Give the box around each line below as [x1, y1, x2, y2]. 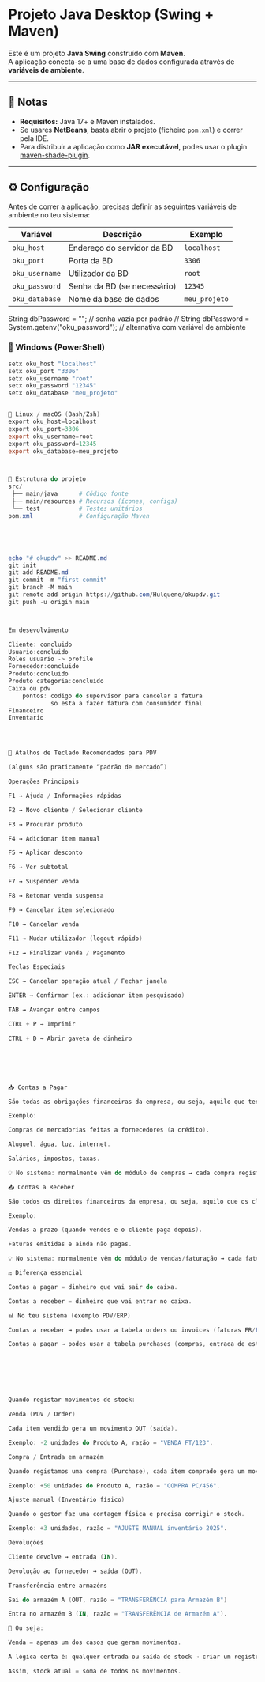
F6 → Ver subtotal [8, 864, 69, 871]
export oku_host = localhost [8, 418, 97, 426]
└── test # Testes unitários [11, 505, 144, 512]
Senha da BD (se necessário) [68, 281, 177, 292]
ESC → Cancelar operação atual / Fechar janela [8, 977, 168, 985]
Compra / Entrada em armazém [8, 1453, 104, 1461]
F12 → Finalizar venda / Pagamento [8, 949, 125, 957]
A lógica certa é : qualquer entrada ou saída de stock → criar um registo [8, 1653, 259, 1661]
